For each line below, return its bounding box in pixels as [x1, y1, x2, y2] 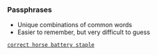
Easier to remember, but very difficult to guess [17, 28, 151, 36]
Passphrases [7, 5, 52, 15]
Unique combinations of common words [17, 21, 133, 29]
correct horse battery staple [7, 42, 95, 49]
